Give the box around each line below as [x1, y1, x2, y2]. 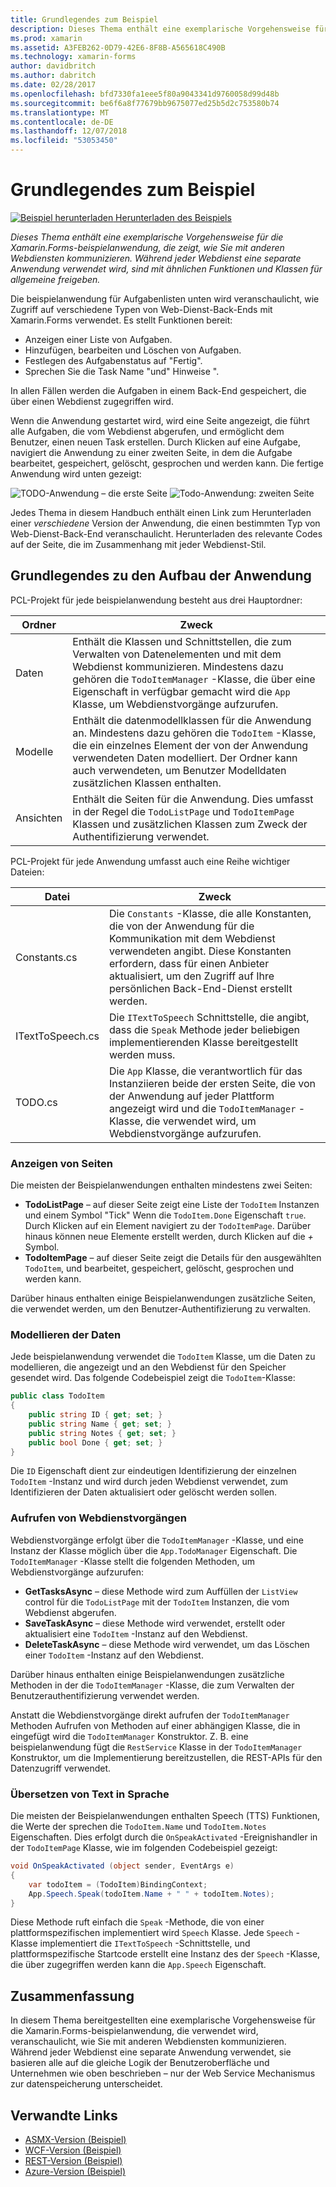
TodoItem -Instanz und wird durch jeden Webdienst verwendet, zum [10, 1476, 289, 1488]
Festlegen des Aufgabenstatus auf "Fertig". [24, 354, 203, 366]
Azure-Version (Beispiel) [24, 2166, 126, 2178]
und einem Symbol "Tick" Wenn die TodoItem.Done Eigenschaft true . [24, 1209, 307, 1221]
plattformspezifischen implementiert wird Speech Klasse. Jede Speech [10, 1927, 294, 1939]
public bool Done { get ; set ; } [28, 1437, 163, 1448]
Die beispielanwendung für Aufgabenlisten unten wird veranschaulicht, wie [10, 292, 320, 305]
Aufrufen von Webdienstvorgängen [10, 1511, 187, 1525]
